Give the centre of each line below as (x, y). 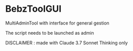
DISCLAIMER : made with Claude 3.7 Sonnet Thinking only (66, 43)
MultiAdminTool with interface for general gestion (57, 23)
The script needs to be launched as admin (50, 33)
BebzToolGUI (34, 9)
